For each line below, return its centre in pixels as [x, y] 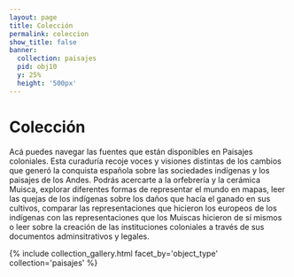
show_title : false [43, 42]
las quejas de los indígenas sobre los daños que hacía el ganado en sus [140, 198]
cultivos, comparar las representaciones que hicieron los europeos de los [143, 208]
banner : [23, 50]
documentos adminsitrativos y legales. [80, 236]
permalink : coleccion [49, 34]
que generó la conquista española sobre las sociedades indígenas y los [139, 170]
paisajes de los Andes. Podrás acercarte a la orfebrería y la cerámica [135, 180]
